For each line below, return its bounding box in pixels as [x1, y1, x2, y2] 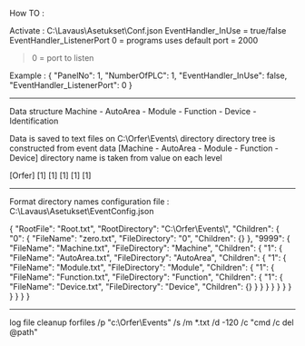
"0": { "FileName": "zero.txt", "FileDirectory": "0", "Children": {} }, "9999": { [9, 233, 290, 243]
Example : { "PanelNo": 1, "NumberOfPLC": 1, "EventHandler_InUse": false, [9, 70, 288, 81]
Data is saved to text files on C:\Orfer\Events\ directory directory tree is [9, 133, 276, 143]
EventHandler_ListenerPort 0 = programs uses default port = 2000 [9, 35, 259, 45]
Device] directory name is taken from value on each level [9, 153, 222, 163]
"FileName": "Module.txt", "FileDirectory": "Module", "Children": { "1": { [9, 262, 275, 272]
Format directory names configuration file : [9, 196, 170, 207]
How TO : [9, 8, 45, 18]
